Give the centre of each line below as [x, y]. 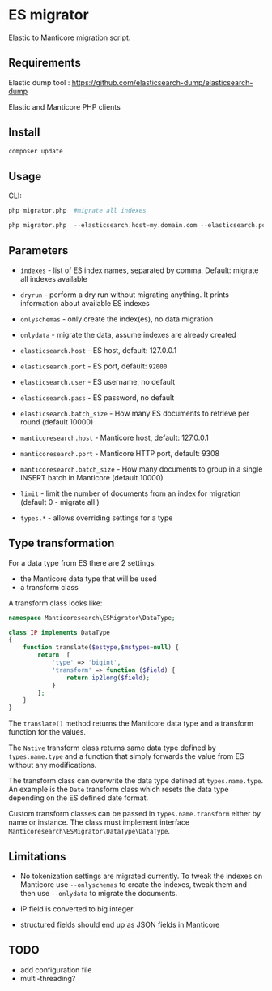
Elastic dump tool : [39, 82]
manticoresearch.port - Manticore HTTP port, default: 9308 [120, 453]
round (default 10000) [57, 422]
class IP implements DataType [59, 632]
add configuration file [56, 969]
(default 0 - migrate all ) [59, 502]
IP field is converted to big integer [76, 909]
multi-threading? [48, 978]
